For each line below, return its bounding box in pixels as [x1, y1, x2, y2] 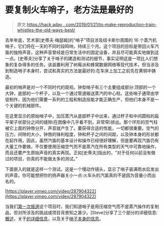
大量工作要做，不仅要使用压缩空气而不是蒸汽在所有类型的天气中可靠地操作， [5, 143, 159, 149]
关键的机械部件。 [9, 102, 44, 108]
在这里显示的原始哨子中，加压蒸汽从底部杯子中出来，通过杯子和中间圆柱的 [5, 113, 155, 119]
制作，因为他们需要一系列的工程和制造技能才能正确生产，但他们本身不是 [9, 96, 155, 102]
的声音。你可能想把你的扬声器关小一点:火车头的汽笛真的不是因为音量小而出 [5, 172, 156, 178]
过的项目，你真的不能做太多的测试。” [5, 156, 78, 161]
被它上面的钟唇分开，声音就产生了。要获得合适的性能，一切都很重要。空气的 [5, 125, 159, 131]
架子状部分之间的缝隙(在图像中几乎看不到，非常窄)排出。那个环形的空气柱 [9, 119, 158, 125]
